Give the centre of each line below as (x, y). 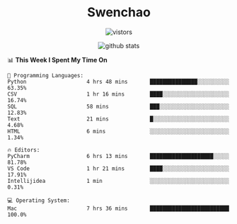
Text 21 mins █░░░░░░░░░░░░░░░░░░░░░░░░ (118, 119)
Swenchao (119, 12)
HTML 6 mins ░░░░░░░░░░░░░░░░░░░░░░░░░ (118, 131)
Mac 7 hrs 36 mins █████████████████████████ (118, 208)
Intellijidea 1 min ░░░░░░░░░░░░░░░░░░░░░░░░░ (118, 181)
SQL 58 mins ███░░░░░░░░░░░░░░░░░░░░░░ (118, 106)
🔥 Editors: (24, 150)
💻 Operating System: (39, 200)
